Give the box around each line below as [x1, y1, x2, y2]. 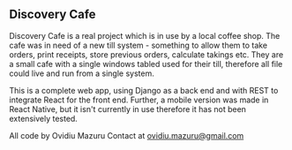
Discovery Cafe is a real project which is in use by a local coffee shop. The [9, 30, 281, 41]
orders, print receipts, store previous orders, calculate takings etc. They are [9, 49, 284, 60]
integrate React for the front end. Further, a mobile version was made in [9, 94, 269, 105]
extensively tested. [9, 113, 78, 124]
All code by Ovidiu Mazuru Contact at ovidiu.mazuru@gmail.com [9, 130, 244, 140]
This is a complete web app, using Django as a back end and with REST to [9, 85, 279, 95]
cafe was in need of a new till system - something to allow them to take [9, 40, 267, 50]
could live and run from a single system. [9, 68, 154, 79]
